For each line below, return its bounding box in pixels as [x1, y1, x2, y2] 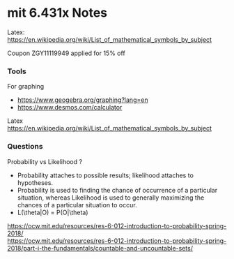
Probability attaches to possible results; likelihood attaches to [17, 171, 194, 179]
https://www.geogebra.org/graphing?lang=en [17, 96, 148, 104]
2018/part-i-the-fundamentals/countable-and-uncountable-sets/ [7, 244, 194, 252]
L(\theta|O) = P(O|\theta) [17, 208, 88, 216]
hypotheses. [17, 178, 54, 186]
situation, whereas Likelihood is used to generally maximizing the [17, 193, 205, 202]
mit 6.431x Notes [7, 5, 108, 21]
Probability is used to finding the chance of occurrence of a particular [17, 186, 218, 194]
